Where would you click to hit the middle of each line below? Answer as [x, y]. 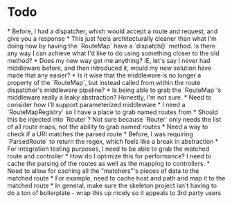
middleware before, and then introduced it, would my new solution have [109, 68]
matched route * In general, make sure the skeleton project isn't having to [112, 185]
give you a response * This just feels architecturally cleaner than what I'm [112, 38]
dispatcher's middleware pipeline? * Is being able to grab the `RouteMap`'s [114, 90]
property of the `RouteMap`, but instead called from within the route [104, 82]
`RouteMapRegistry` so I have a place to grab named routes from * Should [113, 112]
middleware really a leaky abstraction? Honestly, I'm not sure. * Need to [109, 97]
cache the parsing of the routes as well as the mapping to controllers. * [108, 163]
